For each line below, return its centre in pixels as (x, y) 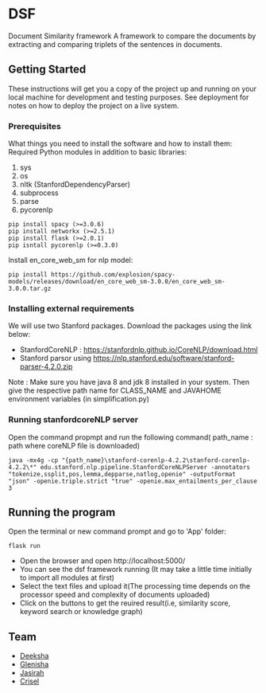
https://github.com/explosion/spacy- (113, 275)
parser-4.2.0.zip (46, 366)
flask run (25, 546)
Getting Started (47, 70)
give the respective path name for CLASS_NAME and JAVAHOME (115, 390)
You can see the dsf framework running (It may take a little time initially (136, 570)
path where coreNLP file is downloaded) (74, 445)
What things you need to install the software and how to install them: (120, 143)
